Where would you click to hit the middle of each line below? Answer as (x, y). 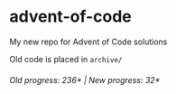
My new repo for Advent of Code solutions (88, 42)
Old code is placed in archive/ (66, 59)
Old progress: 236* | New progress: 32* (85, 80)
